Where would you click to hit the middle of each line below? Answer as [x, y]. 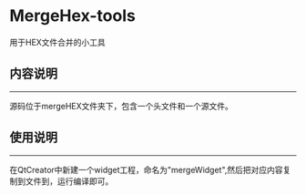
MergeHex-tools [73, 16]
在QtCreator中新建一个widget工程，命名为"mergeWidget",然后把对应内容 [147, 169]
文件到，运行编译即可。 [69, 181]
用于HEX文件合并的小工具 [58, 42]
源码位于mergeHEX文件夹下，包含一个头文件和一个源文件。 [122, 106]
